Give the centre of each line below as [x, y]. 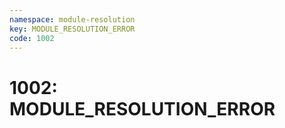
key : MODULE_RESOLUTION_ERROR [72, 29]
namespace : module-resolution [72, 19]
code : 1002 [32, 38]
